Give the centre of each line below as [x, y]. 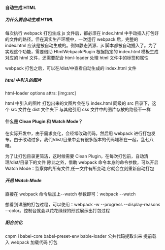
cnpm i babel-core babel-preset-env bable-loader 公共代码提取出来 [74, 236]
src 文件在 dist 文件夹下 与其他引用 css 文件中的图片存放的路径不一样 [81, 109]
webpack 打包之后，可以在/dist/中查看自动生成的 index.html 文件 [71, 68]
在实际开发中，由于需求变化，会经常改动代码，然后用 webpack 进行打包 [78, 133]
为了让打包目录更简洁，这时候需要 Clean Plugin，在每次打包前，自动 [75, 156]
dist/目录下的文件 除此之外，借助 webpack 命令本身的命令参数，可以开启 [85, 162]
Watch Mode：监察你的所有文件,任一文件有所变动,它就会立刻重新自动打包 [80, 168]
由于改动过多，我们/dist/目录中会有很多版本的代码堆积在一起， [77, 139]
